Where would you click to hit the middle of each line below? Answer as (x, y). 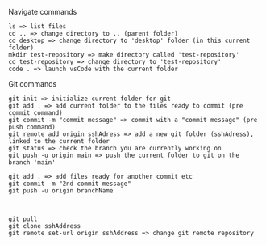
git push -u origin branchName (61, 191)
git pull (23, 219)
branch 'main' (32, 163)
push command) (32, 127)
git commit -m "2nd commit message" (70, 184)
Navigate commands (43, 12)
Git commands (33, 84)
